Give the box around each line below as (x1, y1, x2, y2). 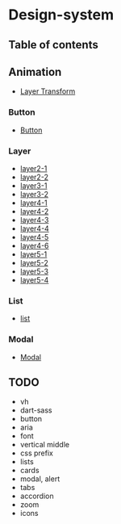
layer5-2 (19, 258, 48, 267)
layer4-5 (19, 232, 49, 241)
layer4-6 (19, 241, 50, 250)
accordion (19, 491, 54, 501)
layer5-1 (19, 249, 48, 259)
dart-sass (19, 405, 52, 415)
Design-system (8, 6, 115, 24)
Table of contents (8, 38, 98, 52)
